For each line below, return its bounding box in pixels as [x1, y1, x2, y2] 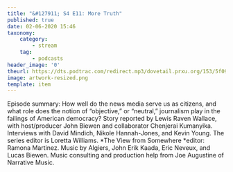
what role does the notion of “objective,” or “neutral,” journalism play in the [7, 107, 221, 115]
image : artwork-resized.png [7, 74, 89, 82]
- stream [32, 42, 58, 49]
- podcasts [32, 55, 64, 62]
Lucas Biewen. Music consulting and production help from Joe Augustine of [7, 151, 224, 160]
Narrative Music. [7, 158, 55, 166]
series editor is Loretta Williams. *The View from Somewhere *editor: [7, 136, 205, 145]
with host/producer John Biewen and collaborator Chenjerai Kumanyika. [7, 122, 213, 130]
